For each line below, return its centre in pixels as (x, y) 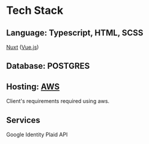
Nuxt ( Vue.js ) (23, 47)
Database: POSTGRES (48, 66)
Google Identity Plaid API (37, 135)
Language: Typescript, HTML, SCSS (75, 33)
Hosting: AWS (33, 86)
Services (23, 120)
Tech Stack (35, 11)
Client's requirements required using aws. (58, 101)
